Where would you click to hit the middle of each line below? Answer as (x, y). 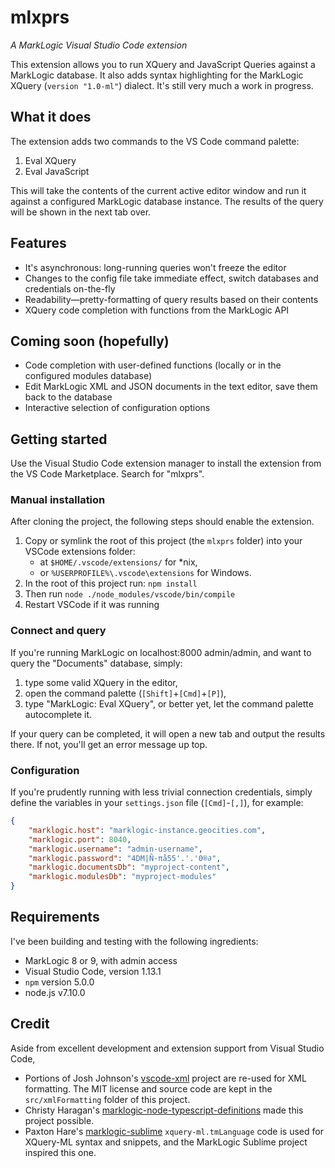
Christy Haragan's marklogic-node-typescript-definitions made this (164, 1110)
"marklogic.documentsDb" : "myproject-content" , (129, 867)
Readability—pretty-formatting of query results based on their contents (171, 299)
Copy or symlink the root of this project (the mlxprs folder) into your (163, 541)
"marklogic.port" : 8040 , (80, 839)
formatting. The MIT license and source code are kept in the (148, 1088)
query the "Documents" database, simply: (96, 663)
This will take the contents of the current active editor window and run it (158, 190)
